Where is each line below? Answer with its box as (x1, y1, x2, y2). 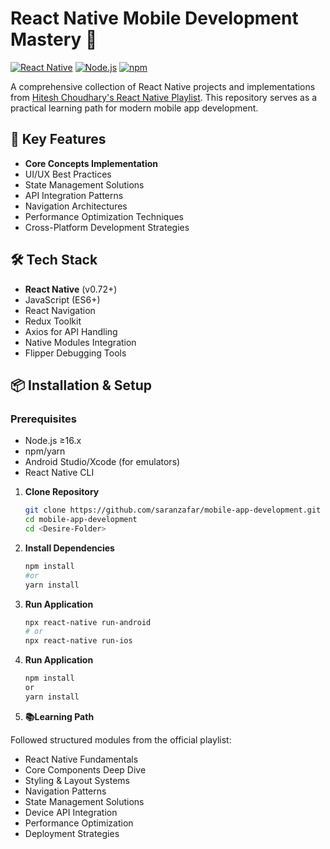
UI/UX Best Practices (24, 168, 112, 180)
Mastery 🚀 (10, 28, 98, 51)
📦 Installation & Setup (10, 377, 153, 394)
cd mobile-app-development (24, 515, 138, 525)
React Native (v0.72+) (24, 283, 118, 295)
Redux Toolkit (24, 315, 82, 327)
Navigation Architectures (24, 200, 128, 212)
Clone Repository (24, 486, 100, 498)
